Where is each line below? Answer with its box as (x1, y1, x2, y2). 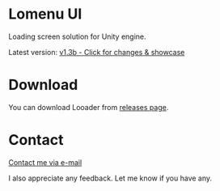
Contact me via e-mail (8, 157, 82, 167)
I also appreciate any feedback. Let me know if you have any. (8, 173, 213, 183)
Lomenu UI (8, 5, 82, 23)
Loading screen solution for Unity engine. (8, 32, 147, 41)
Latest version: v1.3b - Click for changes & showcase (8, 47, 185, 57)
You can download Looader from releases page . (8, 102, 169, 112)
